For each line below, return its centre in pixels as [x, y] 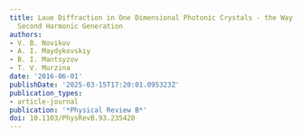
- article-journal [44, 101]
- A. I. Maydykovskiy [50, 51]
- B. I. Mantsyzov [44, 59]
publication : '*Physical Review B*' [78, 110]
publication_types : [46, 93]
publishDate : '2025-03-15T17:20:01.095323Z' [94, 85]
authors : [26, 34]
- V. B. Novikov [40, 43]
